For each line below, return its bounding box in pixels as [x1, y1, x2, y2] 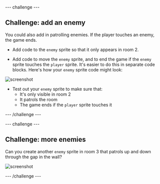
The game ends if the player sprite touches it [19, 102, 112, 108]
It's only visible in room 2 [19, 91, 71, 97]
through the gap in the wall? [5, 154, 62, 160]
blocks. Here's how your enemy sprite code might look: [12, 66, 123, 72]
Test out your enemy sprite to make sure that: [12, 86, 103, 92]
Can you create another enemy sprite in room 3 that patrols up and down [5, 148, 151, 154]
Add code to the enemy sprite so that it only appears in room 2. [12, 47, 139, 53]
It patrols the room [19, 96, 58, 102]
